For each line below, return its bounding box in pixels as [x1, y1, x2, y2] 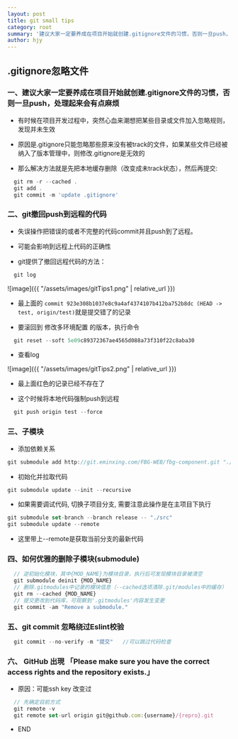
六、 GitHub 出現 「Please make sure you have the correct [7, 656, 210, 666]
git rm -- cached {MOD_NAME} [13, 591, 97, 598]
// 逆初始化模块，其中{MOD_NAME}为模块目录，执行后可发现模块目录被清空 [13, 571, 203, 578]
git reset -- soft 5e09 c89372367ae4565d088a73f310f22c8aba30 [13, 336, 195, 344]
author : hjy [7, 37, 42, 44]
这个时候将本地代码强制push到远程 [17, 395, 120, 403]
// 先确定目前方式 [13, 699, 61, 706]
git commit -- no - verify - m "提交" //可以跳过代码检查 [13, 638, 171, 645]
